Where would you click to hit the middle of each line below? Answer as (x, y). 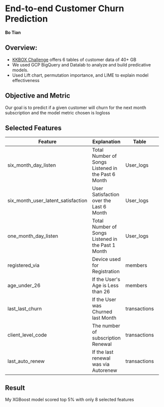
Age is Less (105, 285)
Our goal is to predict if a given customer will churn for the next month (76, 107)
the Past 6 (104, 174)
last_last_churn (25, 309)
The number (106, 326)
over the (102, 201)
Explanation (106, 142)
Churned (102, 312)
